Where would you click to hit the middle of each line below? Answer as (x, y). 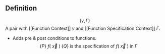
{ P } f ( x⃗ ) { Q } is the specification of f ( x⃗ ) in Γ (89, 46)
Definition (21, 8)
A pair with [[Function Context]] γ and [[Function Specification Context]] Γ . (83, 28)
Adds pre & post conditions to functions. (54, 38)
